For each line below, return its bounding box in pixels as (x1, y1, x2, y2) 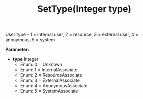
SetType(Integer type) (37, 3, 132, 15)
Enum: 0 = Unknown (20, 61, 63, 68)
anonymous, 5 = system (5, 37, 55, 43)
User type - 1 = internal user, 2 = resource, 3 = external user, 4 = (5, 31, 139, 38)
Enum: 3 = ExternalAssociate (20, 77, 80, 83)
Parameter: (5, 46, 29, 53)
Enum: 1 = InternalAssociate (20, 67, 78, 73)
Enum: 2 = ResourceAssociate (20, 72, 82, 78)
